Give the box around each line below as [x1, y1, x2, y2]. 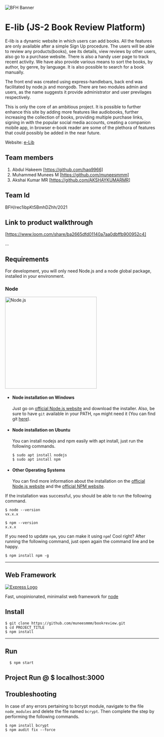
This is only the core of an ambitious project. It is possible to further [5, 103, 142, 110]
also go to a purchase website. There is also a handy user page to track [5, 53, 149, 59]
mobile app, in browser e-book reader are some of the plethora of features [5, 124, 155, 130]
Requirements [5, 255, 49, 263]
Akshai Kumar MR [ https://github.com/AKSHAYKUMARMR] [12, 177, 131, 183]
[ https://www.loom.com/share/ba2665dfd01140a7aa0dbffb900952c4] [5, 231, 146, 237]
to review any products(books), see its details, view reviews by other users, [5, 48, 157, 54]
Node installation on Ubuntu [12, 427, 71, 433]
